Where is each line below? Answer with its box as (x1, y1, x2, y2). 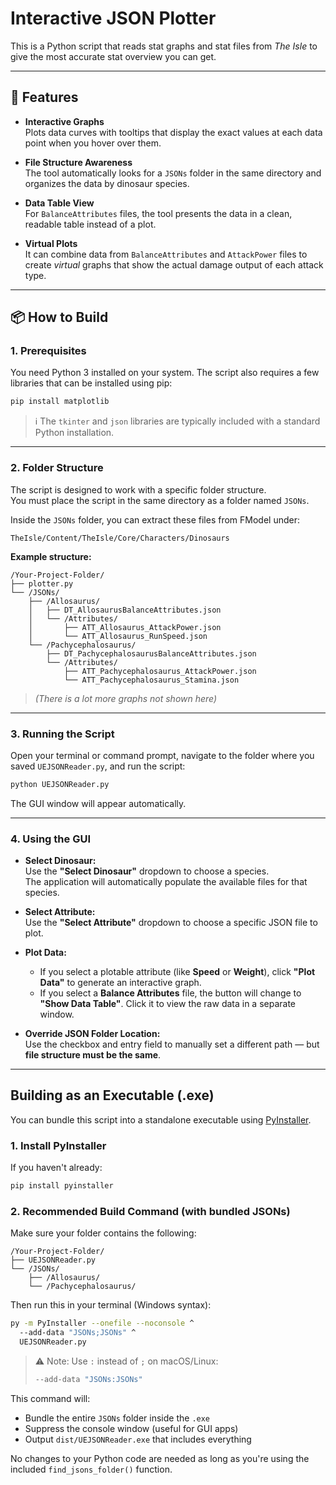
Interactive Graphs (24, 115, 105, 127)
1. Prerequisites (10, 344, 87, 358)
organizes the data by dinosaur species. (24, 177, 190, 189)
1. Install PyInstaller (10, 1138, 107, 1152)
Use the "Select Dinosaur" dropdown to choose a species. (24, 865, 270, 877)
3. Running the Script (10, 727, 115, 741)
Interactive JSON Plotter (10, 7, 217, 30)
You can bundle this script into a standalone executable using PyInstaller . (10, 1113, 312, 1126)
